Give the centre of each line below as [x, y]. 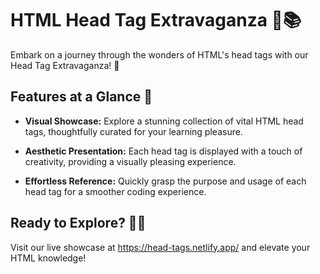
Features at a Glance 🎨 [81, 97]
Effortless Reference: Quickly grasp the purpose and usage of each [165, 181]
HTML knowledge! [48, 258]
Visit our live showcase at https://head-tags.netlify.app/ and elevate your [160, 247]
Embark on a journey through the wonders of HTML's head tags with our [159, 54]
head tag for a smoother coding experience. [115, 191]
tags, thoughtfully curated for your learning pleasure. [133, 131]
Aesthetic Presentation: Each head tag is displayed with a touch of [163, 151]
